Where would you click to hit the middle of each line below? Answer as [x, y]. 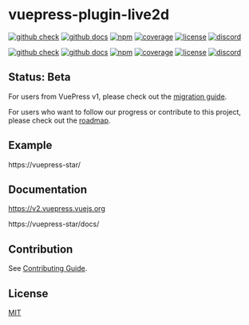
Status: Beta [40, 77]
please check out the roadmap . [59, 120]
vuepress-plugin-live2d [89, 15]
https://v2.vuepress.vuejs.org [57, 209]
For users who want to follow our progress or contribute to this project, [125, 112]
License [28, 294]
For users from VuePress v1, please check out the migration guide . [118, 96]
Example [30, 145]
